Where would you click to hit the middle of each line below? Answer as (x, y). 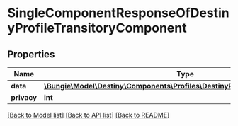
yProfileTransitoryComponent (97, 28)
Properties (31, 54)
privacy (24, 97)
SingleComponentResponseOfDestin (119, 13)
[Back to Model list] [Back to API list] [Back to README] (89, 115)
